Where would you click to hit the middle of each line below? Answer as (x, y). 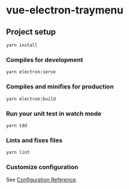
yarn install (22, 45)
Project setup (31, 32)
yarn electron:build (31, 99)
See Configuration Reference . (42, 180)
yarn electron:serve (31, 72)
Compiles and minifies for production (60, 87)
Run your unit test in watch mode (54, 114)
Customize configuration (42, 167)
